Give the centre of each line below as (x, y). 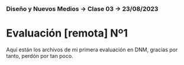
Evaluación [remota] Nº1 (67, 33)
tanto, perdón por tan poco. (40, 56)
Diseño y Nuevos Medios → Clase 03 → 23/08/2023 (82, 9)
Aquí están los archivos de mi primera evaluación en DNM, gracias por (92, 50)
